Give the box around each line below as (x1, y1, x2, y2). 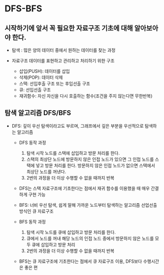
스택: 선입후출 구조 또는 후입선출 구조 (19, 81, 91, 87)
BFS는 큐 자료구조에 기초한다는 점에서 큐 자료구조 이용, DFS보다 (19, 258, 142, 264)
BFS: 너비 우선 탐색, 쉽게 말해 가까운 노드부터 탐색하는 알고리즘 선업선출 (19, 202, 157, 208)
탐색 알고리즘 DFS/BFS (4, 109, 71, 117)
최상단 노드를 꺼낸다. (26, 169, 66, 175)
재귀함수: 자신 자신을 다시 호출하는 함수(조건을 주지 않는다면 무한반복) (19, 93, 153, 99)
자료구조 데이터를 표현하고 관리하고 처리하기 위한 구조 (11, 58, 115, 63)
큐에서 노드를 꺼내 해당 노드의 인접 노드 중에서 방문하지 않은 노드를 (26, 235, 154, 241)
